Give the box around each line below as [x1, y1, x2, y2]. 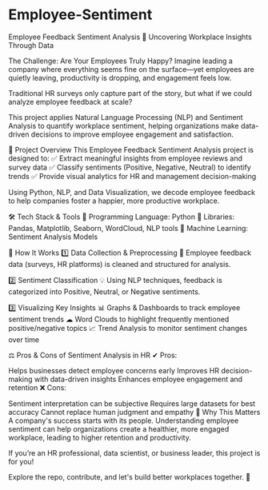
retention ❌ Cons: [8, 382, 66, 392]
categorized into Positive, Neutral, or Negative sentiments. [8, 286, 201, 297]
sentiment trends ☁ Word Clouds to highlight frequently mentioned [8, 314, 230, 324]
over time [8, 334, 40, 345]
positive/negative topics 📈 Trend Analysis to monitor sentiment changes [8, 323, 248, 333]
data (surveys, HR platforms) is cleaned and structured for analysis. [8, 259, 231, 269]
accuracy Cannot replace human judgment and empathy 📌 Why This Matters [8, 407, 261, 416]
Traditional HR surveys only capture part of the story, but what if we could [8, 88, 252, 98]
